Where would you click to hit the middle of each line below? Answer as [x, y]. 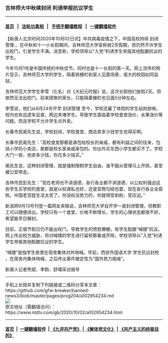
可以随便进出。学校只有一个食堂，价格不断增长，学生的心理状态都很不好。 [86, 212]
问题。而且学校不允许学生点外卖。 [40, 121]
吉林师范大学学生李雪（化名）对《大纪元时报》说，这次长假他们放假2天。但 [83, 91]
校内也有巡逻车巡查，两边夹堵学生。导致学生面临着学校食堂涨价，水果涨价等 [84, 115]
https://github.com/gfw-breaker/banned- [47, 290]
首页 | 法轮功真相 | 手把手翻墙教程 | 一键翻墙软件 [61, 26]
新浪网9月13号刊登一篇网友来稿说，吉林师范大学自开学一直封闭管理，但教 [81, 206]
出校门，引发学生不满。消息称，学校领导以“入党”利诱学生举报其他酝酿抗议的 [84, 51]
